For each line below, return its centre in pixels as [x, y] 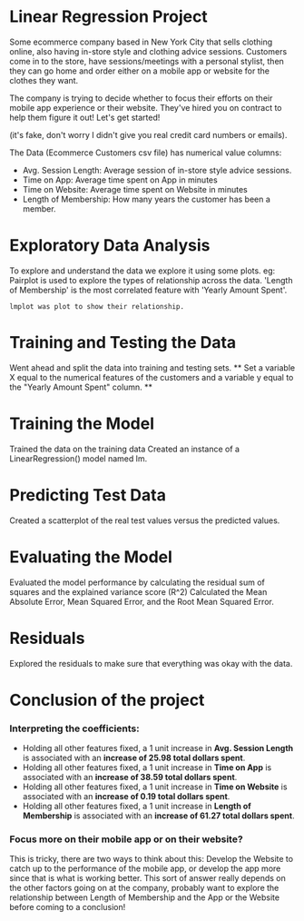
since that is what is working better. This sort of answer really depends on [147, 878]
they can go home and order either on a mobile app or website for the [140, 71]
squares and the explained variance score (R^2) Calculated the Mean [138, 591]
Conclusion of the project [107, 700]
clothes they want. [44, 80]
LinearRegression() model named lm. [78, 458]
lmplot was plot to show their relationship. [97, 306]
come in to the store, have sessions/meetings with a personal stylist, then [147, 61]
